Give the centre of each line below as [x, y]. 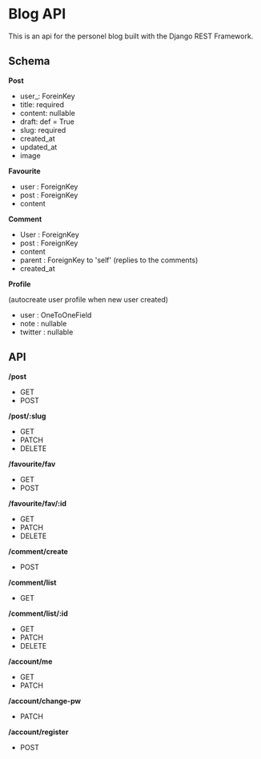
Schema [29, 61]
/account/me [30, 661]
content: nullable [48, 113]
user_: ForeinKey [47, 96]
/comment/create [38, 551]
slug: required [43, 130]
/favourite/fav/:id [37, 503]
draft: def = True [47, 122]
